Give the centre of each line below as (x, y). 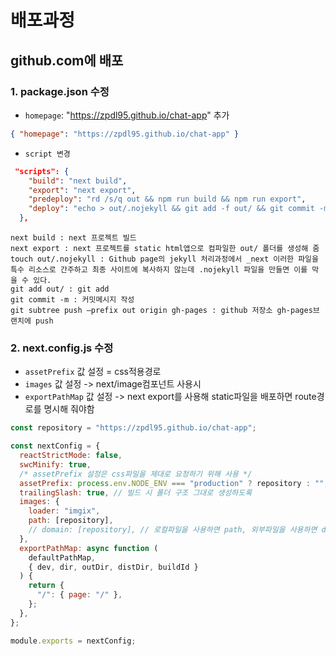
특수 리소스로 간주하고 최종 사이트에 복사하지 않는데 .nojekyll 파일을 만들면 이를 (159, 270)
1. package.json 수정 (60, 91)
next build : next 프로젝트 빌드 (73, 238)
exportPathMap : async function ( (89, 548)
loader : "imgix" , (64, 511)
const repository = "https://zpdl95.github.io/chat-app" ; (133, 428)
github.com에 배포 (67, 60)
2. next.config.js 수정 (62, 348)
